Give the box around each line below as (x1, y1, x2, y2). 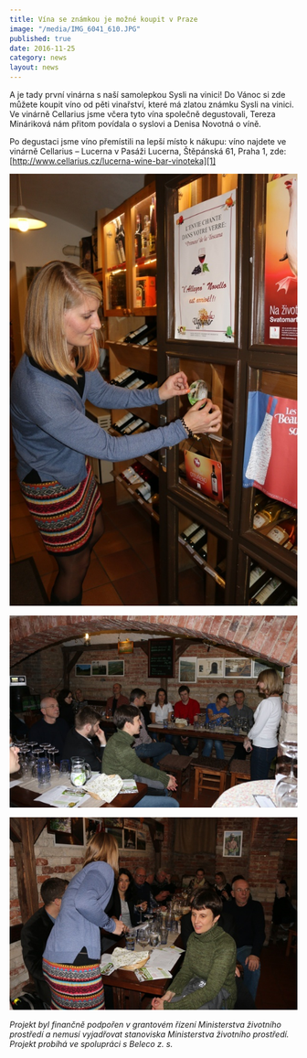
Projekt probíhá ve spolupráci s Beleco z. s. (9, 1038, 174, 1049)
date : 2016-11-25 (9, 44, 76, 53)
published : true (9, 34, 71, 43)
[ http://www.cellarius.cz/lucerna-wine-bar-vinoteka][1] (9, 155, 217, 166)
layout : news (9, 63, 59, 72)
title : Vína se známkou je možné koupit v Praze (9, 15, 198, 24)
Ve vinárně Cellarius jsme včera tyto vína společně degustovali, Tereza (9, 109, 276, 119)
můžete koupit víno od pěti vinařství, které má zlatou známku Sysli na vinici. (9, 99, 294, 110)
